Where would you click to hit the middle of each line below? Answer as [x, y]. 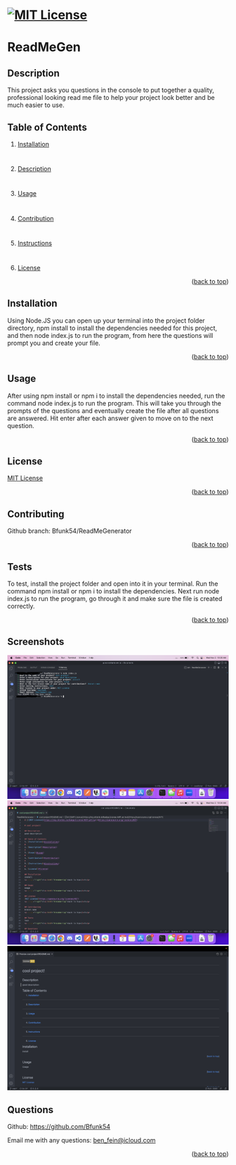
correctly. [21, 606]
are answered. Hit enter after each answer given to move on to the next [110, 418]
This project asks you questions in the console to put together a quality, [111, 90]
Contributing [36, 514]
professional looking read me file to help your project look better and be [111, 98]
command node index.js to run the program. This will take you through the [114, 403]
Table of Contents [47, 127]
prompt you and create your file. [54, 343]
